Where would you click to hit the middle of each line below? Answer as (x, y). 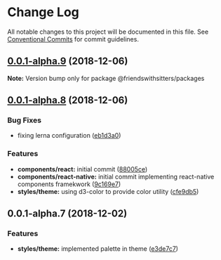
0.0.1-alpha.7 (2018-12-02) (67, 214)
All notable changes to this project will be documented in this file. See (108, 32)
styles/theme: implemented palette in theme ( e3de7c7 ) (98, 249)
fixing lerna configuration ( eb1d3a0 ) (69, 136)
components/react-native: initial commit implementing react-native (116, 176)
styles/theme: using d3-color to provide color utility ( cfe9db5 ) (108, 191)
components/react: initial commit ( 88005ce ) (82, 169)
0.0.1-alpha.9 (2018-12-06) (68, 61)
